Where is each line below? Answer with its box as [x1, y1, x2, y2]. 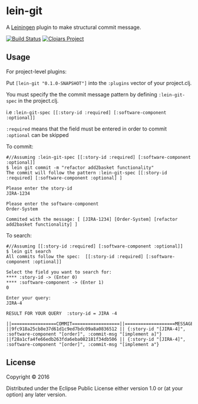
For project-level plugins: [6, 68, 67, 75]
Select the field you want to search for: [6, 269, 112, 275]
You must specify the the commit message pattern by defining [6, 90, 157, 98]
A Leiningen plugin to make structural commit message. [6, 24, 141, 31]
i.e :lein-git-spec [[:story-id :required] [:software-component [6, 108, 167, 116]
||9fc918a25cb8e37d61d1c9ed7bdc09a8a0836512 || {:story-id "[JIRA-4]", [6, 326, 186, 332]
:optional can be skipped [6, 131, 69, 138]
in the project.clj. [18, 97, 59, 104]
